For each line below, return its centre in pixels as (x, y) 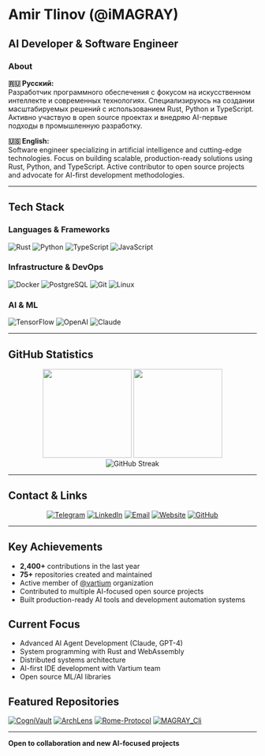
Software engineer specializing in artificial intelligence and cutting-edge (125, 150)
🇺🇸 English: (29, 140)
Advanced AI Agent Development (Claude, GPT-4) (101, 643)
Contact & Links (48, 496)
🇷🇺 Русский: (31, 83)
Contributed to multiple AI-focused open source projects (112, 591)
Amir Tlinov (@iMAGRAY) (93, 15)
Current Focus (44, 624)
